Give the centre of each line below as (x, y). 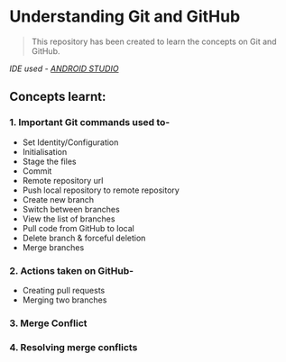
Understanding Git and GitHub (125, 17)
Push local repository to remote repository (101, 190)
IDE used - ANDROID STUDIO (64, 68)
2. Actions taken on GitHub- (71, 270)
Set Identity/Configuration (70, 142)
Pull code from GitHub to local (78, 228)
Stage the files (49, 161)
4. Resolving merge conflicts (74, 347)
